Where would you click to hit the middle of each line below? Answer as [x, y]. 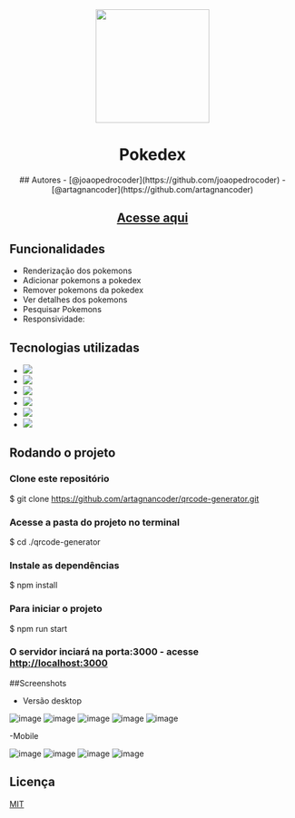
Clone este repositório [59, 478]
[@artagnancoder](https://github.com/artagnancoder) [152, 189]
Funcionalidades [58, 249]
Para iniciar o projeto [56, 609]
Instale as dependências [64, 565]
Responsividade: [54, 319]
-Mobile [24, 735]
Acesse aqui [152, 218]
